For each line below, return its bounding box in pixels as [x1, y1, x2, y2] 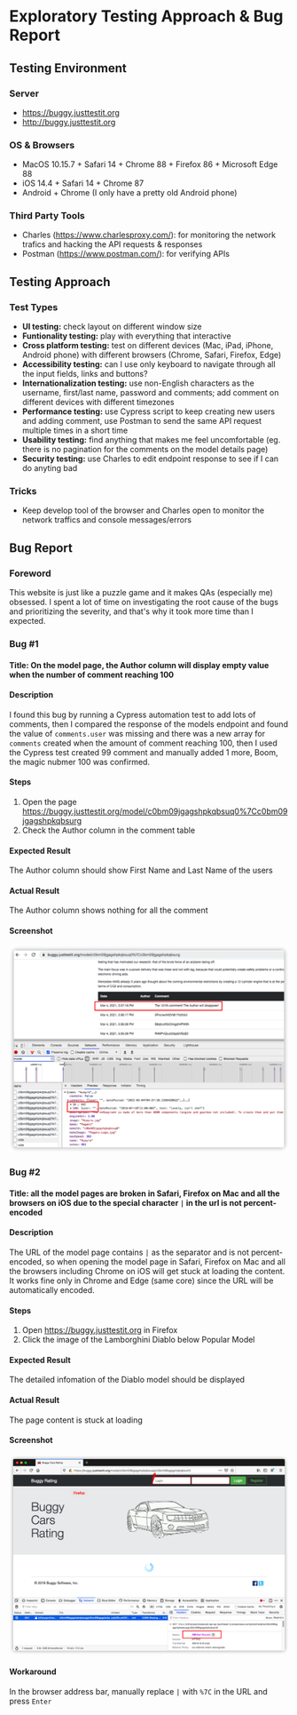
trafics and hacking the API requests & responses [21, 239, 203, 250]
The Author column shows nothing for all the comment [9, 905, 208, 916]
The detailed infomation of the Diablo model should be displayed [9, 1375, 246, 1385]
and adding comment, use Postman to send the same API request [21, 416, 262, 427]
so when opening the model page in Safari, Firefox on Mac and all [45, 1256, 286, 1267]
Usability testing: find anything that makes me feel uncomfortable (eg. [21, 435, 281, 445]
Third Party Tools [9, 210, 86, 222]
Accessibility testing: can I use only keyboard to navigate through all [21, 359, 277, 370]
